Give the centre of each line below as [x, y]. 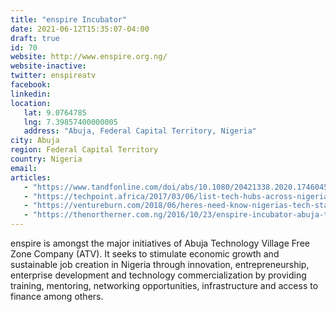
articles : [31, 177]
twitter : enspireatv [53, 76]
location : [31, 103]
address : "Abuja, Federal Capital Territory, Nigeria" [140, 131]
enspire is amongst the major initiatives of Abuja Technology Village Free [160, 243]
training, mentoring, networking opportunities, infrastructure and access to [164, 285]
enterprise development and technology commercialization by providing [158, 275]
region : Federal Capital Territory [84, 150]
